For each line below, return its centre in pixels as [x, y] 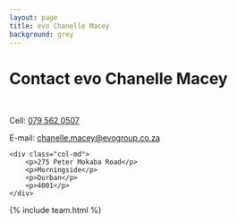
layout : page [34, 17]
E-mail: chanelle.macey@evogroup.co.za [85, 138]
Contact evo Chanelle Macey [118, 78]
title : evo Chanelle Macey [59, 26]
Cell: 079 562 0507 [45, 121]
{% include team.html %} [55, 210]
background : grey [42, 34]
